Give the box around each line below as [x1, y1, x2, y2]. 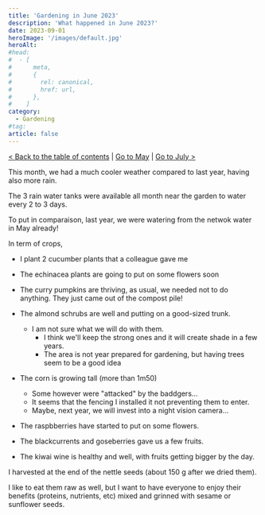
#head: [8, 48, 30, 56]
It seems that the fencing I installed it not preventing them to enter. [31, 397, 250, 406]
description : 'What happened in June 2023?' [8, 19, 158, 27]
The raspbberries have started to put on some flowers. [19, 420, 200, 430]
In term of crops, [8, 238, 64, 248]
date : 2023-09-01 [8, 26, 66, 34]
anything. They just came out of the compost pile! [19, 293, 183, 303]
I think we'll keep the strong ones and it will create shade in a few [43, 332, 258, 342]
